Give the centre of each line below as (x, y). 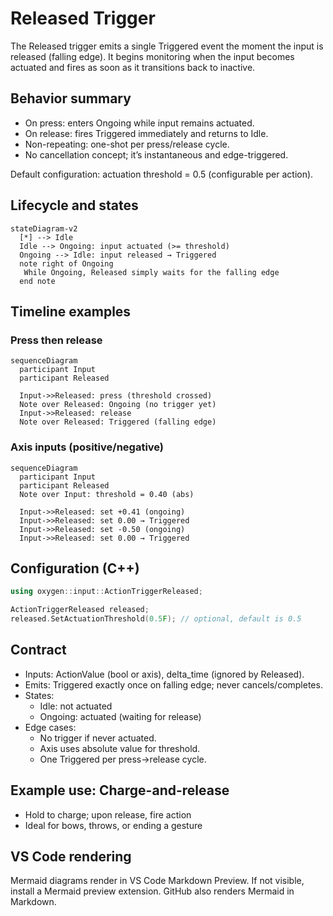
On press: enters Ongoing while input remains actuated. (139, 123)
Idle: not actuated (76, 706)
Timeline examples (71, 311)
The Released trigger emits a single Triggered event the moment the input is (167, 46)
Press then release (56, 340)
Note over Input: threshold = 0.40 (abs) (107, 494)
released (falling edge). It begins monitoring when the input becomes (152, 56)
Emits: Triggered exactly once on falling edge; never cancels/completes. (173, 684)
